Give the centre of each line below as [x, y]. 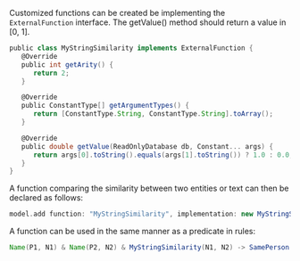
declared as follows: [46, 198]
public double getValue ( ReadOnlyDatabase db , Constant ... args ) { [147, 146]
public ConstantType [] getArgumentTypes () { [105, 106]
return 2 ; [51, 73]
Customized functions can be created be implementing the [117, 13]
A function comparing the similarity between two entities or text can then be [149, 188]
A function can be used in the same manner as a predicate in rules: [133, 232]
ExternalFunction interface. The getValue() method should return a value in [148, 22]
